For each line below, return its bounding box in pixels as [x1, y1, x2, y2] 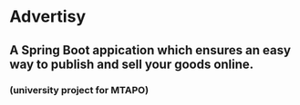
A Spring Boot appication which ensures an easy [9, 43, 292, 58]
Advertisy [9, 6, 87, 27]
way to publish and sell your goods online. [9, 56, 254, 72]
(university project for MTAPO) [9, 83, 149, 96]
